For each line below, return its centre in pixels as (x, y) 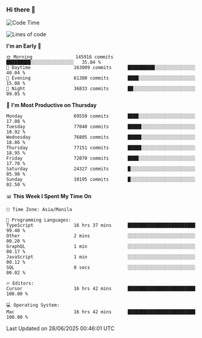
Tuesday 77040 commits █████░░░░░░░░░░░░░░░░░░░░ (101, 127)
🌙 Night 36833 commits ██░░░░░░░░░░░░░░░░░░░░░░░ (101, 89)
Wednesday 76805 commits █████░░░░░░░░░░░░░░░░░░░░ (101, 137)
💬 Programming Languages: (39, 220)
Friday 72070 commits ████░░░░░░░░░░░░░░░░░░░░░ (101, 158)
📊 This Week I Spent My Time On (49, 196)
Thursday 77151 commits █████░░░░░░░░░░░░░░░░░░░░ (101, 148)
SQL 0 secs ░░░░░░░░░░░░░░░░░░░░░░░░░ (101, 268)
